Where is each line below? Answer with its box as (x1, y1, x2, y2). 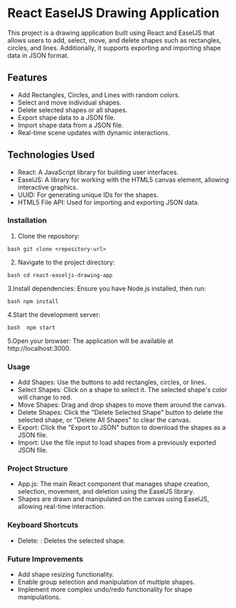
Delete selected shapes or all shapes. (17, 105, 128, 114)
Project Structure (7, 464, 68, 474)
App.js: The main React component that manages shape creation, (17, 479, 210, 488)
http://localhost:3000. (7, 344, 71, 352)
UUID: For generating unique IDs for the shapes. (17, 190, 159, 199)
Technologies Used (7, 149, 95, 161)
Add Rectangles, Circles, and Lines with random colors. (17, 90, 181, 99)
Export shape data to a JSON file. (17, 113, 116, 121)
